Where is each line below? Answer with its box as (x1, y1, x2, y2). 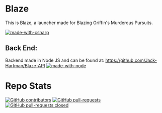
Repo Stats (5, 80, 52, 91)
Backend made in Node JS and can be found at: (5, 57, 105, 63)
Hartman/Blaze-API (5, 62, 45, 68)
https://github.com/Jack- (105, 57, 157, 63)
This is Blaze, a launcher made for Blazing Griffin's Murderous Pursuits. (5, 20, 153, 26)
